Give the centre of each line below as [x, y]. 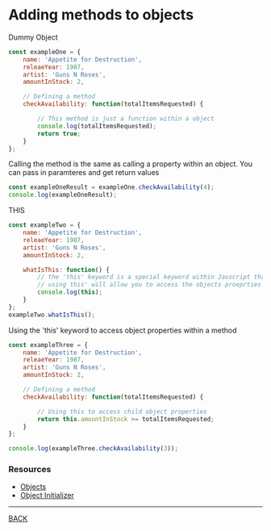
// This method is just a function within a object [126, 119]
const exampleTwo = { [45, 225]
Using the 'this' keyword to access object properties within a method [123, 330]
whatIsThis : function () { [67, 270]
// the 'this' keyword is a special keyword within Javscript [144, 277]
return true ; [59, 134]
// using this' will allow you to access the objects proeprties [150, 285]
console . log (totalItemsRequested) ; [97, 126]
